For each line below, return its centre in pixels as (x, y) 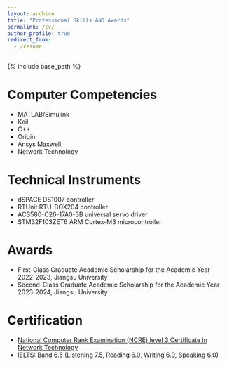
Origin (26, 136)
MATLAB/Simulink (43, 114)
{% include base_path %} (44, 66)
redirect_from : (29, 40)
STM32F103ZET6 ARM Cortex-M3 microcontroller (90, 221)
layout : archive (31, 14)
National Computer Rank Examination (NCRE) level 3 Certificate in (112, 340)
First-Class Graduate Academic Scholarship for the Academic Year (113, 269)
